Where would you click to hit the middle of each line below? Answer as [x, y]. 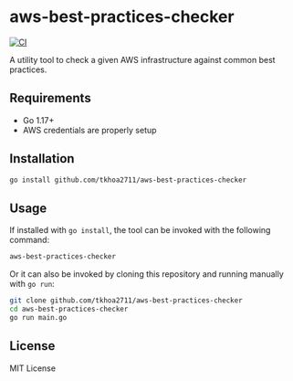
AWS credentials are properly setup [89, 130]
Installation [42, 159]
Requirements [50, 98]
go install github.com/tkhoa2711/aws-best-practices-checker [128, 180]
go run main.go [38, 317]
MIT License [33, 368]
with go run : [32, 284]
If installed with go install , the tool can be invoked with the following [140, 230]
